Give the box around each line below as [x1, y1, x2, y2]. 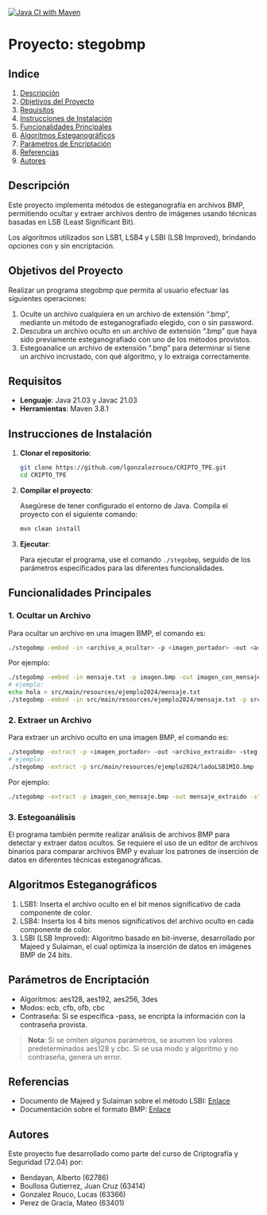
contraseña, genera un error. [27, 1052, 122, 1061]
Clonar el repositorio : [19, 449, 91, 458]
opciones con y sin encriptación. [8, 241, 115, 250]
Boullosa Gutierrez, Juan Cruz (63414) [19, 1182, 145, 1191]
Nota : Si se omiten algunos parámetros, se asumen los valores [27, 1035, 233, 1045]
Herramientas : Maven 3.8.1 [19, 404, 109, 413]
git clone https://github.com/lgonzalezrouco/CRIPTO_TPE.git [19, 464, 227, 472]
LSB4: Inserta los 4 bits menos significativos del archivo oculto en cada [19, 916, 254, 926]
